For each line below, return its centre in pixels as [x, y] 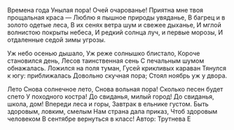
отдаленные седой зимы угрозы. [57, 40]
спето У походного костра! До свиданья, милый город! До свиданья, [111, 96]
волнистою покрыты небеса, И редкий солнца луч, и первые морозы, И [115, 32]
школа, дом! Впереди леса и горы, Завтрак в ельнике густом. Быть [108, 104]
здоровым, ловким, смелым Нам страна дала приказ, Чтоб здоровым [112, 111]
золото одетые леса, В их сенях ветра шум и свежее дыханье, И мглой [115, 25]
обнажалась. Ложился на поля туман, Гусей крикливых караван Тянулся [117, 68]
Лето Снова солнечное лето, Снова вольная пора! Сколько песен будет [115, 89]
